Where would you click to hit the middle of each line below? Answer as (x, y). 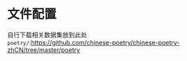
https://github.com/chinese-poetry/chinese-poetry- (105, 42)
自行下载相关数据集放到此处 (47, 35)
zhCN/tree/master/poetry (44, 50)
